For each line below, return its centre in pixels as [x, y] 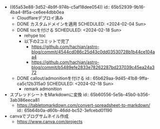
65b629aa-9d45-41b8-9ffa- [121, 78]
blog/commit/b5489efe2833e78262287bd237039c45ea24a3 [93, 67]
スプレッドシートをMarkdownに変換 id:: [49, 95]
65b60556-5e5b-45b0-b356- [120, 95]
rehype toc [35, 35]
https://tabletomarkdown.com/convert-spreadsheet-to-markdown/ [83, 105]
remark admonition [43, 89]
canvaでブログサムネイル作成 [39, 116]
